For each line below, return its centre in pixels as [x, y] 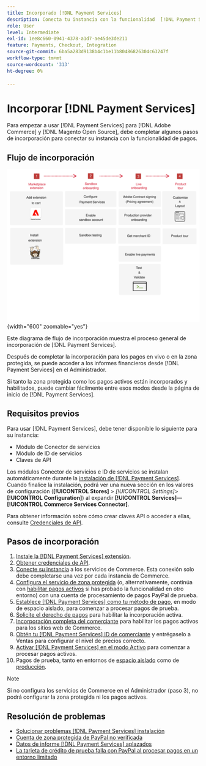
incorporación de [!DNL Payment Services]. [62, 344]
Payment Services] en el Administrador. [57, 370]
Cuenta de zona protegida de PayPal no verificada [79, 738]
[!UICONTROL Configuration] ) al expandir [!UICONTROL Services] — [95, 497]
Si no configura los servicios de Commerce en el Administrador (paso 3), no [103, 691]
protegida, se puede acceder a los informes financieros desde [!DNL [93, 363]
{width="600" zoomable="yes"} [47, 326]
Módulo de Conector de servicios [58, 447]
